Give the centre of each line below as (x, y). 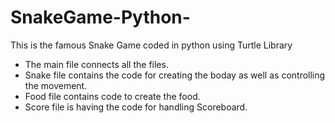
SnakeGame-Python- (100, 17)
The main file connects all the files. (96, 64)
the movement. (56, 85)
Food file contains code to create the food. (112, 96)
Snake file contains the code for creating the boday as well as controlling (175, 75)
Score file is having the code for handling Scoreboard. (136, 107)
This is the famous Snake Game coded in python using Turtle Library (151, 45)
